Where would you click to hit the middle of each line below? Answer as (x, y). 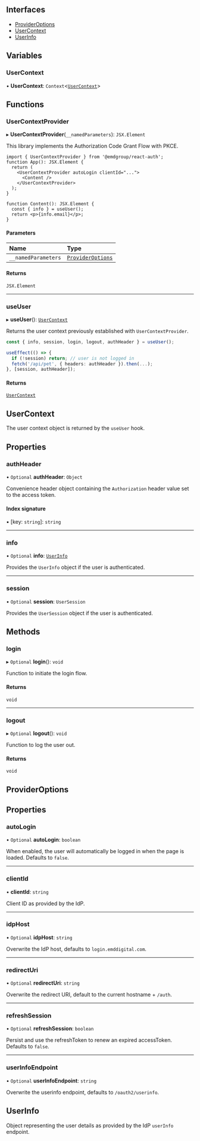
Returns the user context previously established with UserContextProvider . (97, 331)
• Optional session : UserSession (46, 601)
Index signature (26, 508)
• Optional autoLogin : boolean (43, 840)
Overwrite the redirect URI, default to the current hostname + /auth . (89, 995)
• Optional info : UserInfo (37, 556)
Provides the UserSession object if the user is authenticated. (79, 613)
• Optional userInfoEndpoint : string (51, 1081)
